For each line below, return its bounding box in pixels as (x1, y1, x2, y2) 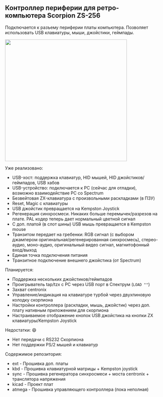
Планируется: (5, 266, 34, 272)
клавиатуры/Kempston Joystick (12, 318, 77, 323)
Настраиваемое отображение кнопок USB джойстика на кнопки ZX (12, 312, 153, 318)
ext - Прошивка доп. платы (12, 360, 68, 366)
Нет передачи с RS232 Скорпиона (12, 336, 84, 342)
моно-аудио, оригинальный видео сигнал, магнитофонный (26, 242, 149, 247)
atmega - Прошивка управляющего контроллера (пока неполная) (12, 386, 149, 392)
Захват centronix (12, 286, 47, 292)
